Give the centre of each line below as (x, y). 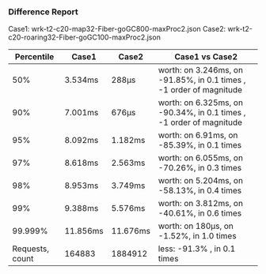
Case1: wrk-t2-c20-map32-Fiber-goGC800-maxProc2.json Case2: (117, 29)
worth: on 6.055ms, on (201, 158)
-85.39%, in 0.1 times (200, 145)
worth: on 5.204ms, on (201, 181)
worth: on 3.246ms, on (201, 70)
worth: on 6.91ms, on (198, 135)
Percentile (34, 57)
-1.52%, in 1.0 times (197, 236)
